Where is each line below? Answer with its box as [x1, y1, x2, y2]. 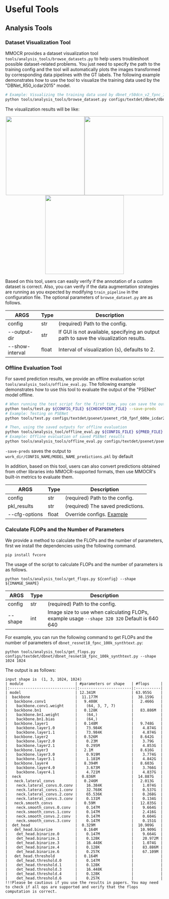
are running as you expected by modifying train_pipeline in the [5, 289, 138, 295]
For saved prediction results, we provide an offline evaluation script [5, 375, 145, 382]
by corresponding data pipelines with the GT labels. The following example [5, 72, 160, 78]
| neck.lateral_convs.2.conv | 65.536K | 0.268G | [5, 792, 163, 797]
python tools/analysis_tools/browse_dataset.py [5, 97, 107, 102]
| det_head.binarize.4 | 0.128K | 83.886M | [5, 845, 163, 850]
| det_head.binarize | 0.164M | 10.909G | [5, 827, 163, 832]
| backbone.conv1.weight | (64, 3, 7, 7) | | [5, 704, 163, 709]
